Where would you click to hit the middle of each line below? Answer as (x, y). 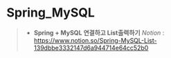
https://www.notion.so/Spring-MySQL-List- (95, 40)
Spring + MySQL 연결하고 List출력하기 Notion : (99, 32)
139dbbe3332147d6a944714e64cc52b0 (91, 48)
